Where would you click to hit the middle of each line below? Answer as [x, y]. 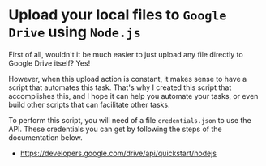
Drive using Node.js [75, 32]
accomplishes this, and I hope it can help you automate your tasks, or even [133, 96]
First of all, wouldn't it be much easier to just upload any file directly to [126, 54]
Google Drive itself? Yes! [49, 63]
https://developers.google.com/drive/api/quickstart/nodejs [118, 153]
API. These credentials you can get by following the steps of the [115, 129]
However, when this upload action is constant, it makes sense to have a [128, 79]
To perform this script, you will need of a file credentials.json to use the [130, 120]
